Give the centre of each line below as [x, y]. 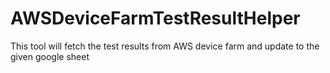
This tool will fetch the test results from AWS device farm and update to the [165, 46]
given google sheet [50, 56]
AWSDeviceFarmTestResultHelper [155, 18]
